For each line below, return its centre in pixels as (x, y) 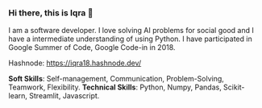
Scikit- (234, 87)
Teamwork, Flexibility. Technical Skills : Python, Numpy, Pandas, (115, 87)
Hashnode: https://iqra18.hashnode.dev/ (75, 63)
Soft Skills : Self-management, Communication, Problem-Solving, (116, 79)
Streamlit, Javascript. (64, 96)
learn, (18, 96)
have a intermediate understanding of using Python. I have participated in (130, 39)
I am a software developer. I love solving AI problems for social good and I (131, 31)
